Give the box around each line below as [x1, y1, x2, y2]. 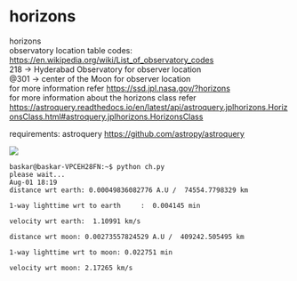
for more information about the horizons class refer [9, 92, 197, 103]
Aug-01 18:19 [9, 178, 58, 187]
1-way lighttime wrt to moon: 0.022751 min [9, 247, 173, 257]
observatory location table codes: [9, 44, 133, 55]
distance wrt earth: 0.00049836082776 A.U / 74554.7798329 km [9, 185, 249, 195]
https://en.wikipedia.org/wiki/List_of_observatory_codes [9, 54, 214, 65]
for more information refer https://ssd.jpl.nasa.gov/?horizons [9, 83, 231, 93]
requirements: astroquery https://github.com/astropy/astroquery [9, 128, 245, 139]
